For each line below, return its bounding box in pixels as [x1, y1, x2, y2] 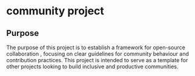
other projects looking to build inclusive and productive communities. [6, 63, 179, 70]
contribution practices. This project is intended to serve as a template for [6, 57, 188, 63]
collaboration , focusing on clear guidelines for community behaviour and [6, 50, 189, 57]
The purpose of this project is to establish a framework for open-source [6, 44, 186, 51]
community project [6, 4, 105, 18]
